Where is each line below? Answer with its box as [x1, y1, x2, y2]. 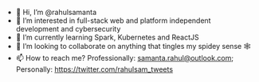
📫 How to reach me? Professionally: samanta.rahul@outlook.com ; [15, 54, 233, 62]
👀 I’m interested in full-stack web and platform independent [15, 16, 211, 25]
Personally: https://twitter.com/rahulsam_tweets [15, 65, 174, 74]
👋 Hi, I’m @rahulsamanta [15, 8, 97, 17]
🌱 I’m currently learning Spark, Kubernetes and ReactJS [15, 32, 199, 42]
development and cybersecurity [15, 24, 121, 33]
